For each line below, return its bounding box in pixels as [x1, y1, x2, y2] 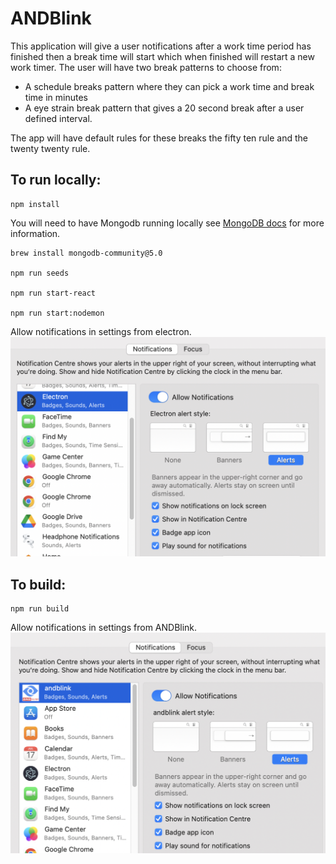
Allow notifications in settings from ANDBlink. [10, 621, 198, 633]
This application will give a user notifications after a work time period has [10, 40, 312, 52]
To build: [10, 576, 67, 593]
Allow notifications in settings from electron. [10, 325, 192, 337]
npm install [10, 199, 60, 209]
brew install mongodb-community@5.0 [10, 248, 163, 258]
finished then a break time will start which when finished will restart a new [10, 50, 315, 62]
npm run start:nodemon [10, 308, 105, 318]
